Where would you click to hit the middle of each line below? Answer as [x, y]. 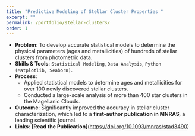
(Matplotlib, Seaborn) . [44, 70]
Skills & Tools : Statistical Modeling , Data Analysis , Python [88, 64]
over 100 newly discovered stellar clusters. [76, 89]
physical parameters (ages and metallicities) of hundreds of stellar [96, 51]
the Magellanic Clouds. [52, 102]
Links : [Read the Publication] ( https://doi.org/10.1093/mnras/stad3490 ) [102, 127]
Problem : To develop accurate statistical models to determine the [95, 45]
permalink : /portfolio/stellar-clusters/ [58, 22]
